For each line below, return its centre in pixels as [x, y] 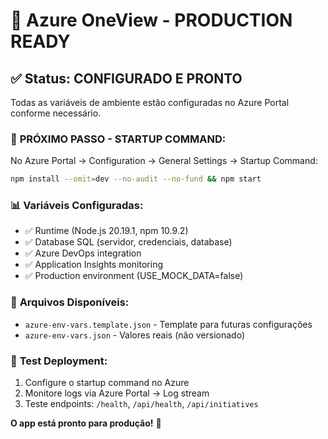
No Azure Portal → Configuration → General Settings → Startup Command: [164, 161]
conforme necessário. [56, 113]
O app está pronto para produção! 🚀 [86, 423]
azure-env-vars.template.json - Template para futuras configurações [168, 324]
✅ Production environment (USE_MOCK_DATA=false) [134, 276]
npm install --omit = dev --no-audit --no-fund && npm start [136, 179]
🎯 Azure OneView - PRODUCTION [151, 20]
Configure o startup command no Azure [107, 383]
